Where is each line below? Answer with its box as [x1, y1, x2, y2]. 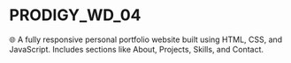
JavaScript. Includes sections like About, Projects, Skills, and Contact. [9, 44, 264, 54]
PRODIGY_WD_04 [9, 5, 142, 25]
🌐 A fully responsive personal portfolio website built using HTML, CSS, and [9, 34, 283, 45]
